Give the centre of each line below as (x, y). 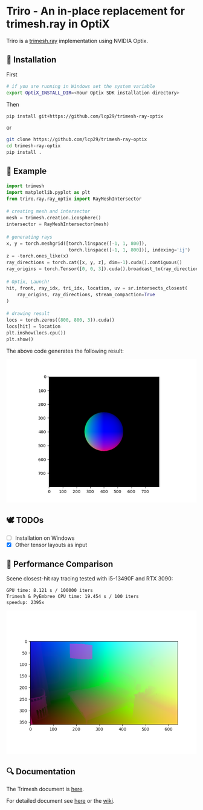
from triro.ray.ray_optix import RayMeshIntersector (74, 199)
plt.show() (20, 339)
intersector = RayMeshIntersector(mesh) (58, 224)
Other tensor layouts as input (51, 545)
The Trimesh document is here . (45, 789)
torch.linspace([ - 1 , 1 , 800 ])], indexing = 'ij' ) (129, 250)
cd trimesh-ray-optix (34, 146)
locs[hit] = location (34, 327)
